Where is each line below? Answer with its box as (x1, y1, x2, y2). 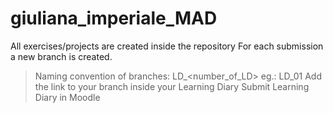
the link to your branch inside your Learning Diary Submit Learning (34, 80, 310, 92)
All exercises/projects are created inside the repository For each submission (10, 40, 324, 52)
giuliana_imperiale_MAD (10, 7, 218, 30)
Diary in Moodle (34, 91, 101, 103)
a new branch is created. (10, 50, 113, 62)
